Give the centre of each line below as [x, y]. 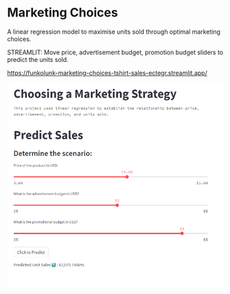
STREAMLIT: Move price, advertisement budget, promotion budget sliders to [115, 52]
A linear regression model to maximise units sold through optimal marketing [114, 32]
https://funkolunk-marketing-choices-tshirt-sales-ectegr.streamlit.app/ [107, 73]
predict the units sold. [38, 59]
